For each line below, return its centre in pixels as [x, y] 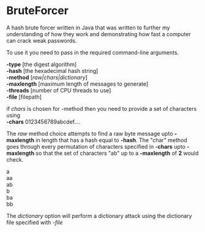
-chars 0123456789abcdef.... [43, 122]
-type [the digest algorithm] [42, 64]
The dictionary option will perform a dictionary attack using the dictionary [99, 215]
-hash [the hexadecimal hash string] [52, 70]
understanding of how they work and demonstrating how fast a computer [99, 34]
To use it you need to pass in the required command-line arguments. [93, 52]
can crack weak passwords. [42, 40]
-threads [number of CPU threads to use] [59, 90]
